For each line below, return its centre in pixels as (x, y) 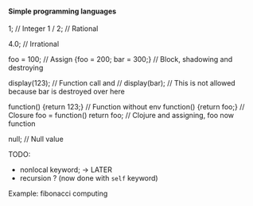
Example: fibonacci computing (58, 193)
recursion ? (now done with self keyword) (89, 178)
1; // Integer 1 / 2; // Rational (53, 29)
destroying (26, 68)
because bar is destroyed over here (66, 92)
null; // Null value (36, 139)
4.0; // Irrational (34, 44)
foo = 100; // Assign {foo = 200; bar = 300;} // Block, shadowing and (121, 59)
